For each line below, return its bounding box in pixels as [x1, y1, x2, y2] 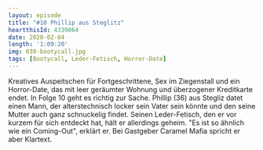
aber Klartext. [8, 134, 53, 144]
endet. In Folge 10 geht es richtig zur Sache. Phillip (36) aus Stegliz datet [8, 93, 243, 102]
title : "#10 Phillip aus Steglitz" [8, 19, 125, 27]
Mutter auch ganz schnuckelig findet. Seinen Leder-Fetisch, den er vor [8, 109, 237, 119]
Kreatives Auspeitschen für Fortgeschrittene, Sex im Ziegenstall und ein [8, 76, 240, 86]
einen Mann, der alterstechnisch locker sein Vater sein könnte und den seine [8, 101, 256, 110]
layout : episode [8, 11, 61, 20]
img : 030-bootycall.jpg [8, 48, 86, 55]
